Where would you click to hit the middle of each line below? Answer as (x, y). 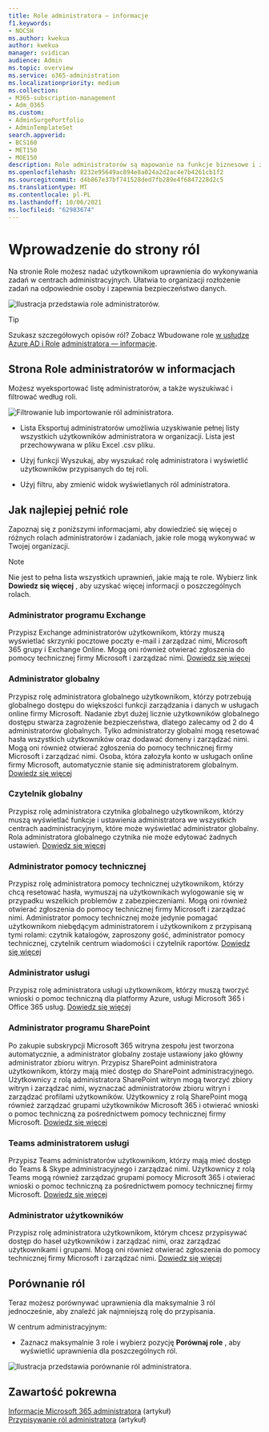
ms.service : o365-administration (64, 75)
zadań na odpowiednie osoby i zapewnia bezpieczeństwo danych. (118, 289)
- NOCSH (21, 30)
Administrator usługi (49, 973)
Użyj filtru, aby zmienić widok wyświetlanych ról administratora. (125, 485)
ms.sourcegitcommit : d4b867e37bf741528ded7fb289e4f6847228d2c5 (116, 180)
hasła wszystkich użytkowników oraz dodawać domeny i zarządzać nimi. (129, 739)
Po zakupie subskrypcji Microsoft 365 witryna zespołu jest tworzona (121, 1045)
